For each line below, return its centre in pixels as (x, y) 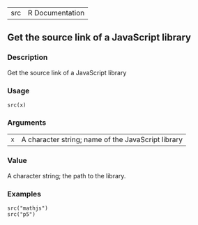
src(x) (17, 105)
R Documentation (56, 13)
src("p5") (22, 214)
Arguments (27, 123)
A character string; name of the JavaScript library (102, 140)
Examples (24, 194)
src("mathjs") (28, 208)
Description (28, 57)
